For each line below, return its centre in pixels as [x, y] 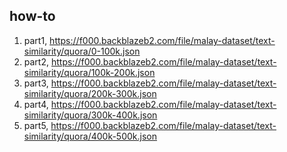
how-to [32, 16]
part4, [36, 104]
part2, [36, 61]
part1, [35, 40]
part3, [36, 83]
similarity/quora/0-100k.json [82, 51]
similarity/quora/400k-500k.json [90, 136]
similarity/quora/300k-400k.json [90, 115]
